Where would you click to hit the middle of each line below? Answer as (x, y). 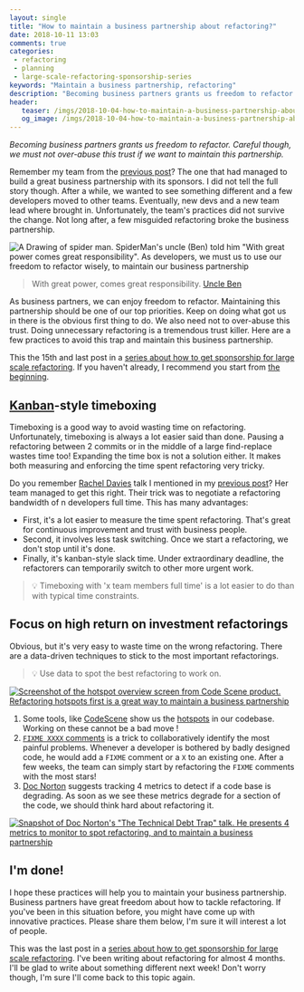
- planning (33, 69)
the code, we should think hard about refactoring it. (118, 805)
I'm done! (37, 871)
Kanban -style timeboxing (83, 405)
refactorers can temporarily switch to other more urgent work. (138, 568)
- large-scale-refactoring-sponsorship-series (103, 77)
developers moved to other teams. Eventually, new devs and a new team (144, 201)
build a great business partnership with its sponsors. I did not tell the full (144, 181)
